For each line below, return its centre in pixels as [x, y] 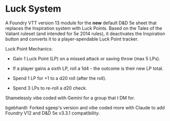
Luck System [33, 9]
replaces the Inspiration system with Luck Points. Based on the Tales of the [84, 28]
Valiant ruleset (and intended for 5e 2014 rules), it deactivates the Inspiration [85, 33]
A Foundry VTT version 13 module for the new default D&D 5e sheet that [81, 23]
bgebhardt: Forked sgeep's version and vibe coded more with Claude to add [85, 107]
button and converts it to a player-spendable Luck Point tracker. [72, 39]
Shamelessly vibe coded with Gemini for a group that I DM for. [70, 98]
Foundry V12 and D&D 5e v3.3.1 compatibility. [53, 113]
